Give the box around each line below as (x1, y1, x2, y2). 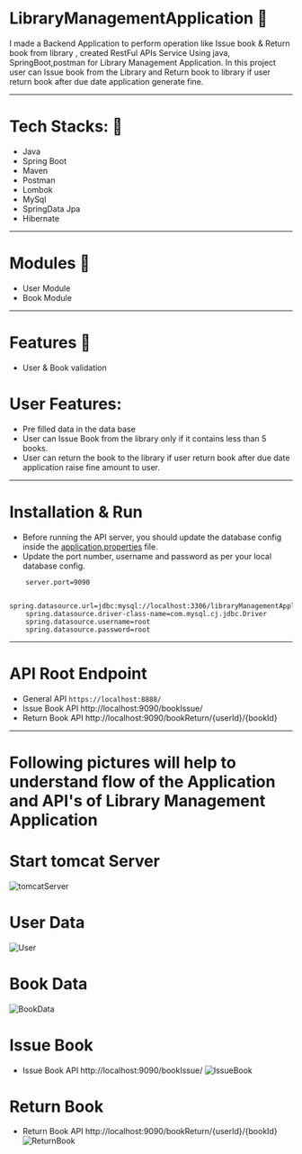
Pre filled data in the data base (22, 423, 137, 434)
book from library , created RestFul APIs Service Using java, (9, 47, 231, 58)
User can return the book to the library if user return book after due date (22, 452, 290, 463)
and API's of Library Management (9, 790, 266, 811)
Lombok (22, 184, 54, 195)
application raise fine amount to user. (22, 461, 160, 472)
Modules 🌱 (9, 253, 91, 274)
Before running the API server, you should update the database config (22, 532, 282, 542)
